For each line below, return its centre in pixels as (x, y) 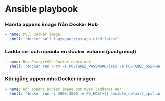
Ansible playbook (41, 9)
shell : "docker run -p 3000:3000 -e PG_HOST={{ (59, 94)
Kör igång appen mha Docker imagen (50, 79)
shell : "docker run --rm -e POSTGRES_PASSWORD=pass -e (67, 66)
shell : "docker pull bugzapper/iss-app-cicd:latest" (65, 39)
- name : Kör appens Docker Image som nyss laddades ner (63, 89)
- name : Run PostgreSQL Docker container (48, 62)
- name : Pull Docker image (33, 35)
